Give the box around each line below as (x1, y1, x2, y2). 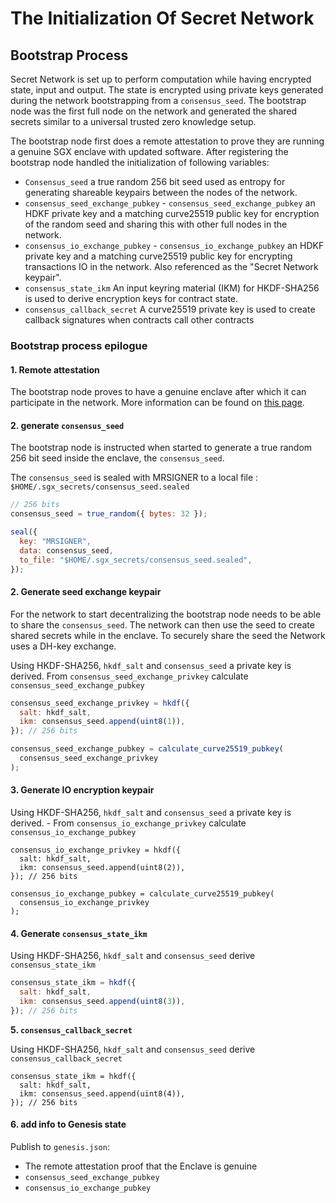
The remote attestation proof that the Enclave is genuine (24, 1160, 258, 1172)
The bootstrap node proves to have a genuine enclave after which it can (10, 386, 307, 398)
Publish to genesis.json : (10, 1140, 110, 1152)
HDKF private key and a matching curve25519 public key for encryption (24, 208, 320, 219)
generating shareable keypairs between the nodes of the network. (24, 187, 298, 198)
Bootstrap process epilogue (10, 338, 148, 352)
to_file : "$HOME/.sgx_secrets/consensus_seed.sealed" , (19, 555, 253, 565)
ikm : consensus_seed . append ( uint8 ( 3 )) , (19, 996, 186, 1006)
